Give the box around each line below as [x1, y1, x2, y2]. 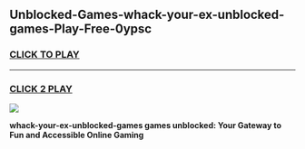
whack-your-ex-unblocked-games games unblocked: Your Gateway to [9, 119, 282, 130]
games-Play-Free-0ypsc [9, 22, 152, 37]
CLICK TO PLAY [9, 49, 80, 61]
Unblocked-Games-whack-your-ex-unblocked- [9, 7, 285, 23]
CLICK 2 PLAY [9, 82, 73, 95]
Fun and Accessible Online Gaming [9, 129, 144, 140]
